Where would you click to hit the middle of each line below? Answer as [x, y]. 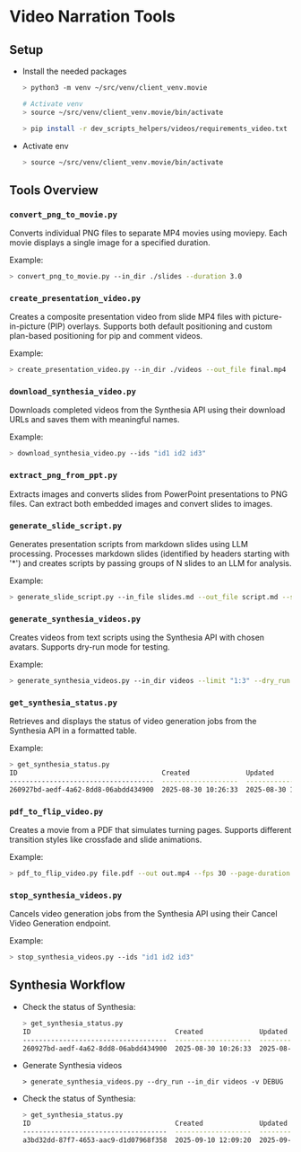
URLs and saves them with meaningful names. [95, 420]
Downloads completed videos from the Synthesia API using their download [147, 410]
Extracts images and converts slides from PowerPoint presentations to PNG [149, 494]
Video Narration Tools [93, 17]
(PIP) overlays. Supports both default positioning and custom [160, 326]
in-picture [28, 326]
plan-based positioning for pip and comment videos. [106, 336]
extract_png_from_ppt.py [64, 475]
